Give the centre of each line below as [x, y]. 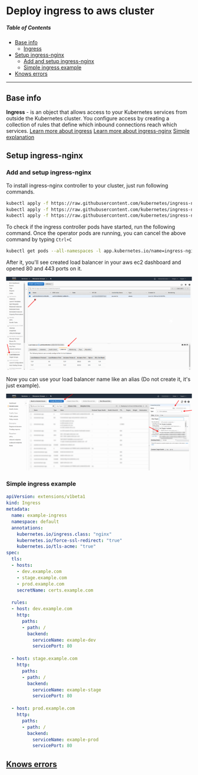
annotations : [27, 528]
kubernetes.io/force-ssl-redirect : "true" [70, 540]
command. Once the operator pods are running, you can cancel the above [96, 233]
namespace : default [35, 521]
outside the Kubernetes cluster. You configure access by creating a [88, 118]
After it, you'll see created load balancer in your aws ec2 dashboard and [94, 262]
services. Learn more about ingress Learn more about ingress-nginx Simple [98, 130]
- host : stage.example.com [44, 659]
